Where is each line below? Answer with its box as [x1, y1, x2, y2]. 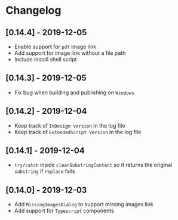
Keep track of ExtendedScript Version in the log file [14, 128, 142, 135]
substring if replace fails [14, 168, 75, 175]
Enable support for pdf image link [14, 43, 97, 50]
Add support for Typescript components [14, 207, 114, 215]
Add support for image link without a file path [14, 49, 126, 57]
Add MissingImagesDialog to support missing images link [14, 201, 154, 208]
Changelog [5, 4, 62, 17]
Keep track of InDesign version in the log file [14, 122, 125, 129]
